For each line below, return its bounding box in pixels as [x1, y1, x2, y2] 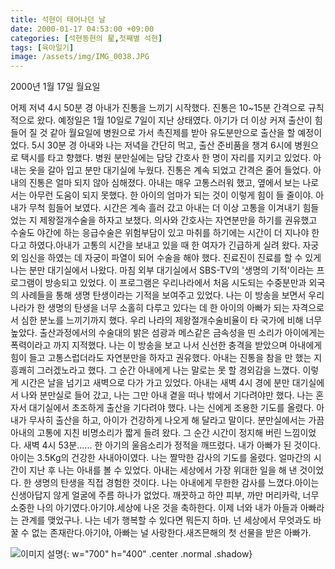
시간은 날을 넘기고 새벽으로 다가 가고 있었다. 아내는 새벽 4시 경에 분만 [20, 377, 290, 389]
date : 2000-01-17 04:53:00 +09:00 [10, 24, 155, 34]
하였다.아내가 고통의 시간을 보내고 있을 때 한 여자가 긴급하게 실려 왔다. [28, 239, 301, 251]
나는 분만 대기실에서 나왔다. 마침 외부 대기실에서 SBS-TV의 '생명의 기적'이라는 [10, 264, 315, 276]
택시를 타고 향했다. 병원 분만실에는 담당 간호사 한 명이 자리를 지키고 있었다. [20, 152, 312, 164]
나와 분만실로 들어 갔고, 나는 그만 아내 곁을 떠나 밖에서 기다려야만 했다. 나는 [20, 389, 314, 401]
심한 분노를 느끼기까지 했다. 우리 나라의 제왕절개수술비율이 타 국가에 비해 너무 [20, 314, 323, 326]
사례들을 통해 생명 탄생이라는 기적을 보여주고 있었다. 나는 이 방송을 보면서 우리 [20, 289, 325, 301]
